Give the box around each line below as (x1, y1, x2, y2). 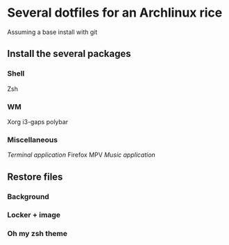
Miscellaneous (7, 135, 58, 144)
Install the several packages (7, 48, 132, 60)
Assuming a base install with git (7, 28, 98, 36)
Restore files (7, 171, 63, 183)
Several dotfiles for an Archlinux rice (7, 5, 223, 21)
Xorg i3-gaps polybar (7, 117, 69, 126)
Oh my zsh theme (7, 229, 68, 239)
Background (7, 192, 50, 201)
